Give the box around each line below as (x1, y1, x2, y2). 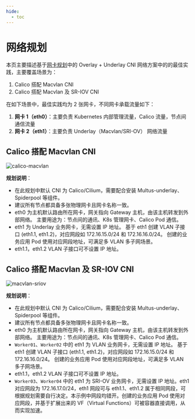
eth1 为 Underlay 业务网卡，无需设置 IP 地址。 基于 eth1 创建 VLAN (14, 223, 173, 231)
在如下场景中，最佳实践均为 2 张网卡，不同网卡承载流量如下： (6, 101, 155, 108)
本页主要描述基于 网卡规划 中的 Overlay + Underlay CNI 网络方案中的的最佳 (6, 61, 183, 68)
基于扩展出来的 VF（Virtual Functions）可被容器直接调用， (40, 400, 180, 407)
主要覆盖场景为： (16, 68, 57, 76)
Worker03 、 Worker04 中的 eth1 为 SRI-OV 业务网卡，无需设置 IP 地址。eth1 (14, 378, 190, 385)
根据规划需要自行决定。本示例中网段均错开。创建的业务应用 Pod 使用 (14, 392, 180, 399)
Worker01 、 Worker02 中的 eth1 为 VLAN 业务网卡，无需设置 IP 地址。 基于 (14, 341, 188, 348)
